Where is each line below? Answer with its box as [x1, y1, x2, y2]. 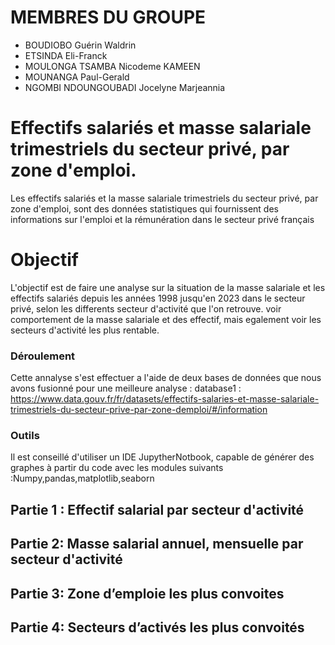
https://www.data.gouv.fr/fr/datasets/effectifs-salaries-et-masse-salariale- [10, 393, 320, 405]
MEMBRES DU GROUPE [10, 6, 207, 29]
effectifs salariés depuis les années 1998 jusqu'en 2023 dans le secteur [10, 292, 306, 304]
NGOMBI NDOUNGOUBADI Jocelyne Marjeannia [24, 81, 226, 93]
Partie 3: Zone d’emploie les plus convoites [10, 585, 285, 602]
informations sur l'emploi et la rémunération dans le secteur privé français [10, 213, 315, 225]
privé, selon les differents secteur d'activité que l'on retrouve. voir [10, 302, 282, 315]
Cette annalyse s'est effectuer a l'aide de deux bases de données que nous [10, 372, 322, 384]
